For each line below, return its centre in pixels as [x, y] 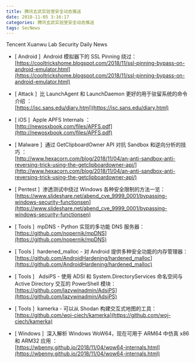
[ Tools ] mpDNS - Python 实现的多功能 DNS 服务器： [80, 227]
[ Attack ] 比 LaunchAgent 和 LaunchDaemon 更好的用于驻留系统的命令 [101, 94]
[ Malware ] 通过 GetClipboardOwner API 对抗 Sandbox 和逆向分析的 [98, 145]
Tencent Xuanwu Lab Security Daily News [57, 44]
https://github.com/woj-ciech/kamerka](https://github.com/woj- [94, 315]
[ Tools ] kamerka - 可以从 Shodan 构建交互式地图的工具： [85, 309]
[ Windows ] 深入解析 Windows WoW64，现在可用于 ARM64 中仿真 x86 [102, 334]
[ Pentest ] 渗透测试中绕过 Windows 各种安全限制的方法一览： [90, 189]
